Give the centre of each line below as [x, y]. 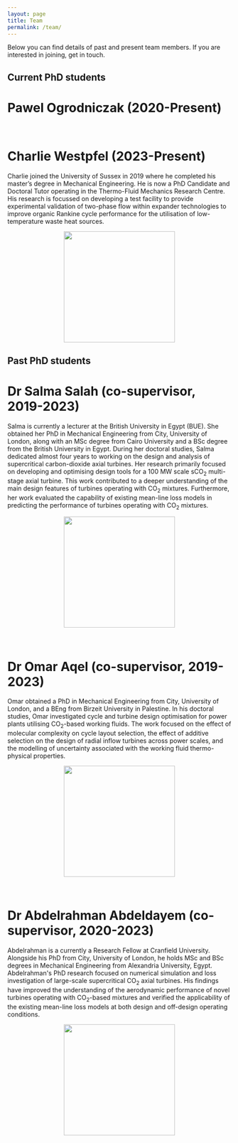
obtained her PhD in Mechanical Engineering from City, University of [107, 434]
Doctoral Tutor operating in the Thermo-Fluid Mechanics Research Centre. [116, 191]
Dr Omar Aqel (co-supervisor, [97, 666]
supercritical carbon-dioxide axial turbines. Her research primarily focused [117, 463]
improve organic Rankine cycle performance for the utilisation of [102, 213]
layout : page [27, 14]
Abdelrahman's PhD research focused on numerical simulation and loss [112, 973]
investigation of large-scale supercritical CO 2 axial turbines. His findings [113, 982]
